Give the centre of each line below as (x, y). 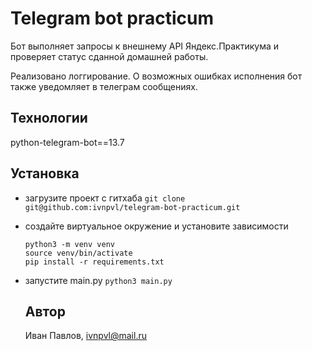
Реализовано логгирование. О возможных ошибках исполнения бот (156, 76)
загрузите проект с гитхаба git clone (105, 198)
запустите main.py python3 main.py (98, 280)
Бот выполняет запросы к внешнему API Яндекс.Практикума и (145, 46)
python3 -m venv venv (69, 244)
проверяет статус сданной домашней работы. (109, 56)
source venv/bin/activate (78, 253)
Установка (45, 173)
